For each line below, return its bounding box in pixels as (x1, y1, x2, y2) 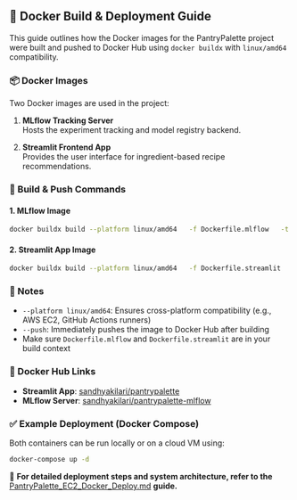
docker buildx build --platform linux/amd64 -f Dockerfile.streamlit (9, 264, 281, 273)
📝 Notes (9, 285, 45, 298)
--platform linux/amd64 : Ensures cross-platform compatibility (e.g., (21, 305, 272, 316)
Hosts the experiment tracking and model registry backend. (21, 125, 242, 135)
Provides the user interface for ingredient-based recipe (21, 152, 226, 162)
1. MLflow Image (9, 205, 71, 216)
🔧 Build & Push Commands (9, 184, 127, 196)
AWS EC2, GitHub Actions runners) (21, 315, 152, 325)
